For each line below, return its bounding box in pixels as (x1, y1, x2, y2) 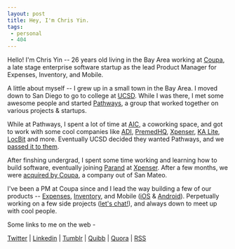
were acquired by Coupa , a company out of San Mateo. (7, 171, 168, 180)
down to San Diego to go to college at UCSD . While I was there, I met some (7, 92, 224, 100)
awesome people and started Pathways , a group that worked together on (7, 99, 219, 107)
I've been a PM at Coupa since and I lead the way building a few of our (7, 184, 212, 193)
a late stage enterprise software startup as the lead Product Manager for (7, 63, 217, 72)
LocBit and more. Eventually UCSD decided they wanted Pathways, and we (7, 135, 224, 144)
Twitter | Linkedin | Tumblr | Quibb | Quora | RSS (7, 234, 147, 243)
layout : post (7, 10, 46, 18)
